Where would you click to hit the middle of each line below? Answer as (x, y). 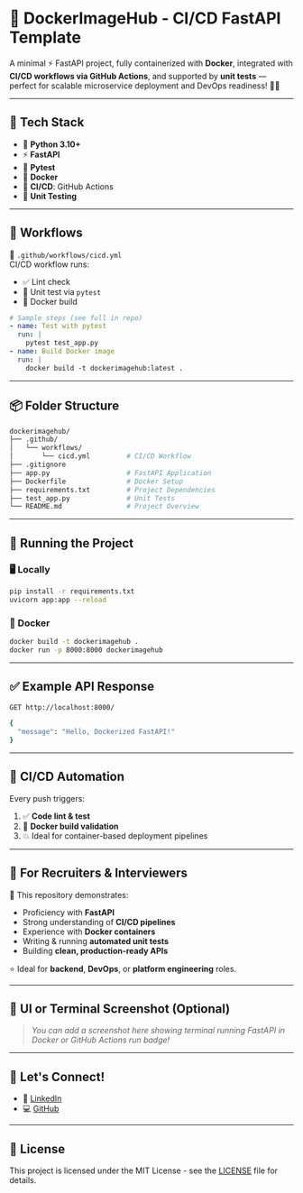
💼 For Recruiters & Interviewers (98, 873)
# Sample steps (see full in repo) (76, 318)
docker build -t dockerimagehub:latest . (104, 368)
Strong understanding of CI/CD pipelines (99, 922)
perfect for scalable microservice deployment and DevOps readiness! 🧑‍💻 (145, 86)
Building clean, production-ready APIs (95, 950)
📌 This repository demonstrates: (69, 895)
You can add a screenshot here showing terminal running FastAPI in (158, 1031)
